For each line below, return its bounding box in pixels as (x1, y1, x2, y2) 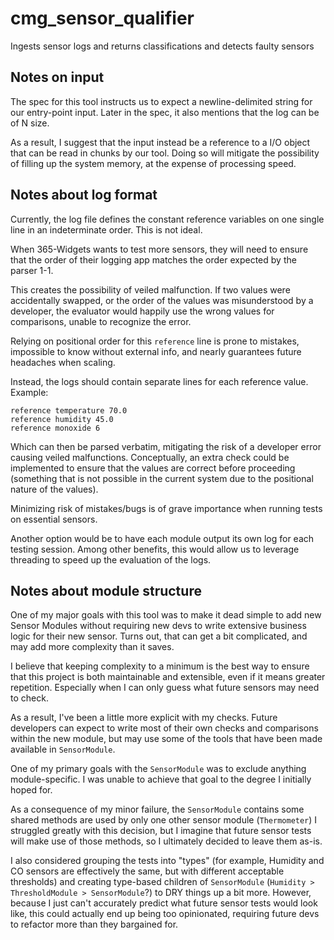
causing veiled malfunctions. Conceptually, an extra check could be (10, 451, 290, 463)
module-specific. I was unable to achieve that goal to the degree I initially (10, 773, 312, 786)
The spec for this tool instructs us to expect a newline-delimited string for (10, 95, 313, 107)
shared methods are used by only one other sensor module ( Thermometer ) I (10, 814, 318, 826)
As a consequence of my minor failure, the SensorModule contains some (10, 803, 305, 816)
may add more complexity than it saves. (10, 641, 175, 653)
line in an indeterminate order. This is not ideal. (10, 223, 203, 236)
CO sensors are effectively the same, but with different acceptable (10, 865, 285, 877)
